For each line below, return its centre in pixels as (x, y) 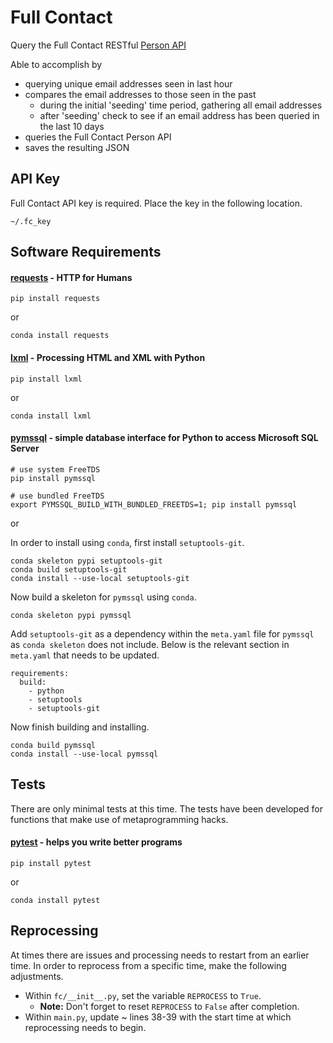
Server (25, 448)
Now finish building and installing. (80, 727)
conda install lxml (51, 416)
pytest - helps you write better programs (96, 842)
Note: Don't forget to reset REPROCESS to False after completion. (169, 1006)
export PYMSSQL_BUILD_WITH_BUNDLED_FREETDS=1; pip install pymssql (154, 504)
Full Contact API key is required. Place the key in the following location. (156, 203)
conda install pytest (55, 900)
